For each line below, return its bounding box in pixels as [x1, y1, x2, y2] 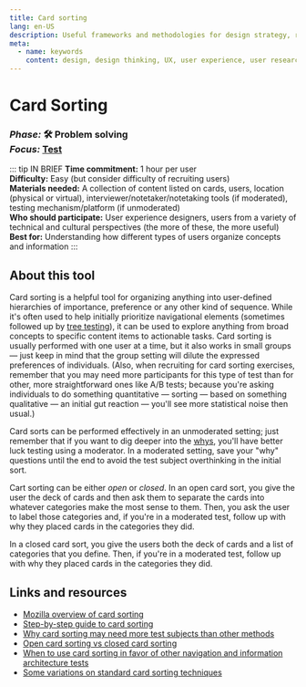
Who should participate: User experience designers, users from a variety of [9, 212, 297, 224]
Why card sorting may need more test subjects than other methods [22, 629, 275, 640]
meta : [9, 38, 30, 48]
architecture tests [22, 658, 89, 669]
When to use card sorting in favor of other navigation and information [22, 648, 283, 659]
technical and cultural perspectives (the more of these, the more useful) [9, 222, 280, 233]
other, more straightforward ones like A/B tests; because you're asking [9, 380, 275, 390]
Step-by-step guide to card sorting [22, 619, 154, 630]
